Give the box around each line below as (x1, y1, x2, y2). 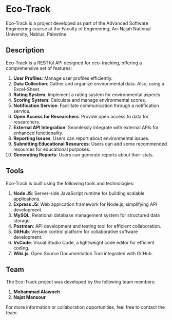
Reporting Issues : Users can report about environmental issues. (13, 135, 150, 141)
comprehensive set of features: (6, 65, 72, 71)
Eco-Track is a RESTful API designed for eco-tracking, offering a (6, 60, 142, 66)
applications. (13, 195, 41, 202)
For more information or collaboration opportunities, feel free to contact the (6, 304, 165, 310)
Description (6, 46, 44, 55)
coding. (13, 245, 30, 251)
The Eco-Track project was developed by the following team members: (6, 279, 156, 285)
